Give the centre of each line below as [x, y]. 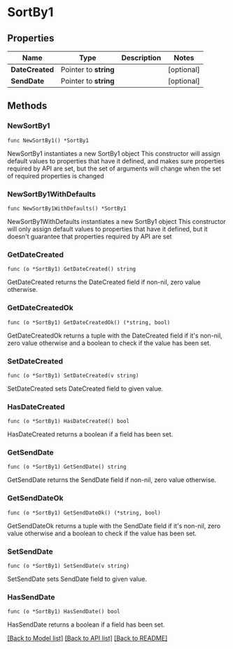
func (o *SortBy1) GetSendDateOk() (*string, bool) [84, 513]
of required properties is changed [56, 175]
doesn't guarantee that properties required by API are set [90, 236]
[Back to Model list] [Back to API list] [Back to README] [87, 638]
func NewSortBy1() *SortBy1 [48, 140]
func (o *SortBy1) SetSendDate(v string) [69, 566]
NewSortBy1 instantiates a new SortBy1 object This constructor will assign [114, 153]
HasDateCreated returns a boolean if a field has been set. [90, 434]
